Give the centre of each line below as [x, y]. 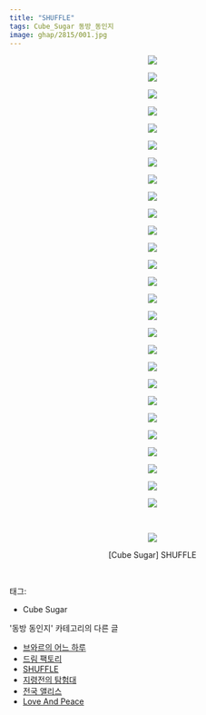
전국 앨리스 [42, 691]
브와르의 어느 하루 [54, 648]
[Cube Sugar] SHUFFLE [152, 555]
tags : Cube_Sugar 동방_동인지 [62, 26]
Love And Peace [53, 701]
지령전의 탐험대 [49, 680]
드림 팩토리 [42, 659]
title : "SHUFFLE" [42, 18]
